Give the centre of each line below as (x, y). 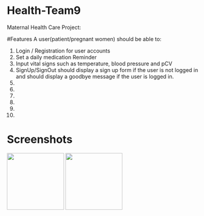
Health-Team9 (44, 11)
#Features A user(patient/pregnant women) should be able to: (84, 39)
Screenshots (40, 139)
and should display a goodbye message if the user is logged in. (95, 76)
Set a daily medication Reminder (56, 57)
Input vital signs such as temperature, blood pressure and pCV (94, 64)
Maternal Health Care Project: (44, 27)
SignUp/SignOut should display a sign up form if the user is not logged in (107, 70)
